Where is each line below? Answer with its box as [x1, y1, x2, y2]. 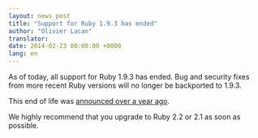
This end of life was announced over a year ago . [8, 97, 170, 106]
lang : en [8, 50, 38, 58]
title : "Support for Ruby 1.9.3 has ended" [8, 19, 158, 28]
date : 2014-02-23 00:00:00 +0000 [8, 42, 122, 50]
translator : [8, 34, 49, 43]
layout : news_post [8, 11, 71, 20]
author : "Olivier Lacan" [8, 27, 92, 35]
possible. [8, 121, 39, 130]
